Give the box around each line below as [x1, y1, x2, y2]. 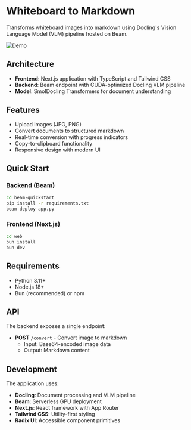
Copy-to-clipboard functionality [14, 140, 93, 147]
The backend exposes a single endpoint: [6, 323, 106, 330]
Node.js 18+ [14, 283, 45, 290]
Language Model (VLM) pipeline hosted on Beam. [6, 30, 128, 37]
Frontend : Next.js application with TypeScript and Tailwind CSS [14, 75, 171, 82]
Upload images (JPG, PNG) [14, 120, 82, 128]
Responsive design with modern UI [14, 146, 101, 153]
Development [6, 364, 58, 374]
